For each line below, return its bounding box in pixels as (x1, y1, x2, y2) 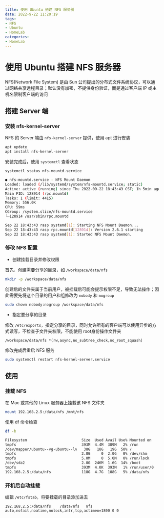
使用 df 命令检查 (5, 419, 38, 425)
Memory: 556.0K (5, 200, 36, 205)
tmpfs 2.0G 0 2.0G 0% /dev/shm (5, 451, 147, 456)
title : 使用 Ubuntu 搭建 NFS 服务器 (5, 7, 75, 12)
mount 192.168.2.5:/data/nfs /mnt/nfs (5, 410, 84, 414)
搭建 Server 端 (5, 107, 49, 115)
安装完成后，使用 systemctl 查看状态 (5, 159, 79, 165)
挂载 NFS (5, 388, 27, 394)
